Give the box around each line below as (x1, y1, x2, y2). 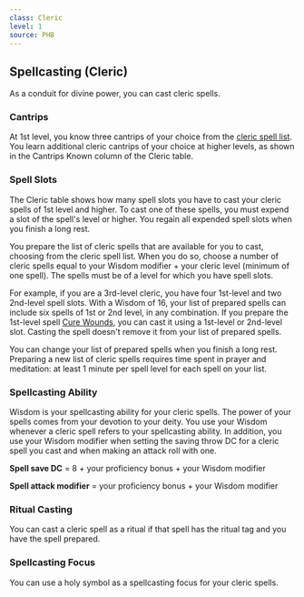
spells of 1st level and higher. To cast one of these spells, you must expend (9, 204, 289, 215)
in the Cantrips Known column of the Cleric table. (9, 151, 193, 162)
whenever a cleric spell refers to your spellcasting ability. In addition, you (9, 426, 282, 437)
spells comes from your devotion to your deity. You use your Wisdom (9, 416, 268, 428)
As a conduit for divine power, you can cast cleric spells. (9, 88, 221, 99)
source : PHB (9, 30, 54, 39)
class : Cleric (9, 13, 64, 23)
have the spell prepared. (9, 533, 101, 544)
